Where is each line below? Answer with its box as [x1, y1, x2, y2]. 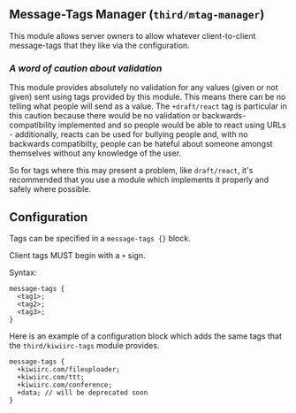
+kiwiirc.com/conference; [17, 380, 113, 389]
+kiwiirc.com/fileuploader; [17, 364, 121, 374]
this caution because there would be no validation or [9, 111, 201, 121]
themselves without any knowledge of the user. [9, 148, 182, 158]
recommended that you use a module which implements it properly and [9, 174, 269, 185]
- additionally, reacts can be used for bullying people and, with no [9, 129, 248, 140]
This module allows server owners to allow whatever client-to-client [9, 30, 256, 41]
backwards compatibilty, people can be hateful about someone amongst [9, 139, 273, 149]
